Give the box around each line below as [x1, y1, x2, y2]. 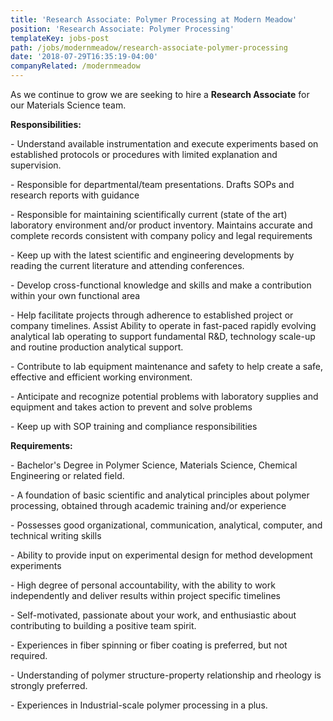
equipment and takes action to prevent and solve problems [10, 401, 253, 413]
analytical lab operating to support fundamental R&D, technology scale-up [10, 331, 316, 342]
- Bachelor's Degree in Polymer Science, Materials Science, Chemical [10, 459, 298, 471]
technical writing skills [10, 530, 102, 541]
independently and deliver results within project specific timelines [10, 590, 282, 601]
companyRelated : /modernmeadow [10, 61, 141, 71]
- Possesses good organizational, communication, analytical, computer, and [10, 519, 323, 531]
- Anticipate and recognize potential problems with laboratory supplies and [10, 391, 319, 402]
